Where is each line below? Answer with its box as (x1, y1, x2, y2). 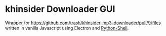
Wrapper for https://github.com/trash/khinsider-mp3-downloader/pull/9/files (5, 20, 161, 26)
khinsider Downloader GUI (5, 3, 115, 15)
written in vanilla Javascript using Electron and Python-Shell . (5, 25, 129, 31)
